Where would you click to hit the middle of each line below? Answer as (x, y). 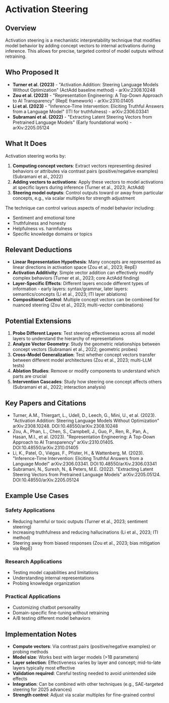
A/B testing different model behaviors (51, 618)
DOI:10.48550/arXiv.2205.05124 (46, 480)
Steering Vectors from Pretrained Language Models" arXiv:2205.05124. (87, 475)
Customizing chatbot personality (46, 608)
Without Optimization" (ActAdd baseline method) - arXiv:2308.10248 (84, 90)
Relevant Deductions (39, 250)
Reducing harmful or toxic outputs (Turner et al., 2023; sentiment (80, 521)
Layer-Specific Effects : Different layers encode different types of (81, 284)
